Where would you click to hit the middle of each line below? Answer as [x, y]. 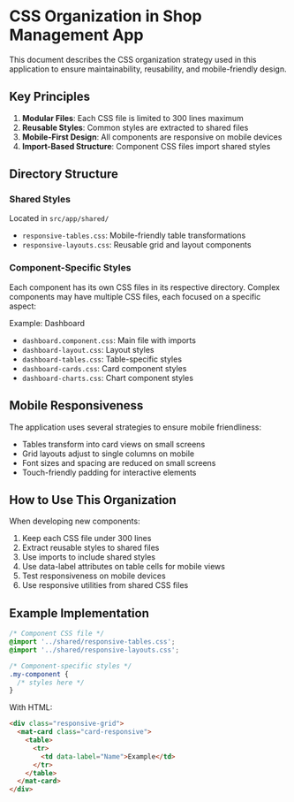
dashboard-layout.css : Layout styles [88, 349]
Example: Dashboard [47, 323]
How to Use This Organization [93, 500]
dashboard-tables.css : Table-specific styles [102, 359]
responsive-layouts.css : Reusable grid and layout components [136, 245]
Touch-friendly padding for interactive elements [109, 472]
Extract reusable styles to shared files [90, 548]
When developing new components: [75, 521]
